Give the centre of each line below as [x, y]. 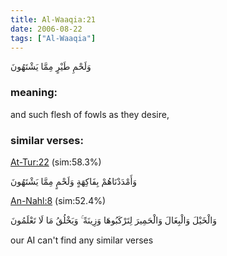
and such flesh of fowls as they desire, [90, 114]
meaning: [34, 93]
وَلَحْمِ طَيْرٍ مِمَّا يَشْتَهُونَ [51, 67]
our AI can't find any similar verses [82, 240]
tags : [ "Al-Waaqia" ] [53, 38]
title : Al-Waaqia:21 [53, 19]
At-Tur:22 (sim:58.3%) [56, 162]
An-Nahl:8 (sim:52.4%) [58, 200]
